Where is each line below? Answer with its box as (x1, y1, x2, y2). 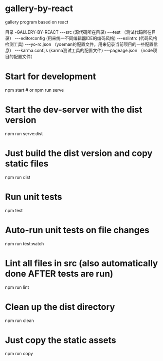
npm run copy (5, 351, 33, 357)
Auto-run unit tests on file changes (5, 224, 150, 236)
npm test (5, 207, 23, 213)
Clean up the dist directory (5, 301, 115, 312)
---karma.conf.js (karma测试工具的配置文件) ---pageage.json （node (14, 47, 153, 53)
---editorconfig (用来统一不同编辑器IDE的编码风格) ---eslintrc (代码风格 (14, 35, 158, 41)
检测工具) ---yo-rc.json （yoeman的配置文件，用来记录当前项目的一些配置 (5, 41, 154, 47)
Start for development (5, 71, 96, 82)
